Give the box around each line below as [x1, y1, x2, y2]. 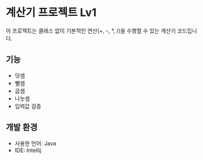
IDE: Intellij [14, 147, 42, 154]
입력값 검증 [14, 102, 42, 110]
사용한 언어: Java [14, 139, 56, 147]
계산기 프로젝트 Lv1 [6, 6, 97, 20]
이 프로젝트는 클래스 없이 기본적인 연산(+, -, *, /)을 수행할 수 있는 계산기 [6, 27, 176, 34]
